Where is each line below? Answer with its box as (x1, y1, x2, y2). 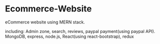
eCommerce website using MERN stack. (5, 19, 85, 25)
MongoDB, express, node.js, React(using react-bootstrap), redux (5, 33, 134, 39)
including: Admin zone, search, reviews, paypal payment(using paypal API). (5, 28, 156, 34)
